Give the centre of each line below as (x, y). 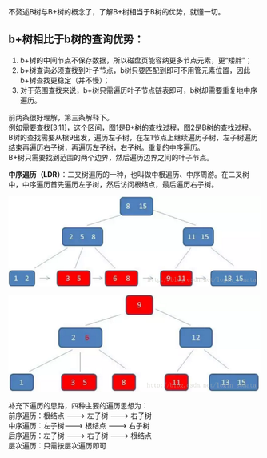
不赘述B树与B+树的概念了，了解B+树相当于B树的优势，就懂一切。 (117, 12)
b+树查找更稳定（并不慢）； (65, 80)
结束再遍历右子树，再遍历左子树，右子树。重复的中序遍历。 (106, 147)
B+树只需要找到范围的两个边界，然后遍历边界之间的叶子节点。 (111, 157)
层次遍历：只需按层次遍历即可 (57, 445)
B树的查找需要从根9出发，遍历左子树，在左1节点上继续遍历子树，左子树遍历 (133, 137)
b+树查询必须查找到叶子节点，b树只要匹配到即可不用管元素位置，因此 (135, 70)
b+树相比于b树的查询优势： (76, 40)
